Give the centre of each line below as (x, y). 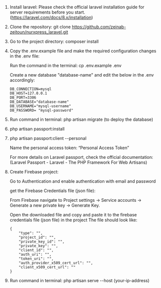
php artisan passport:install (37, 129)
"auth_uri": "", (35, 254)
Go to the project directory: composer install (54, 41)
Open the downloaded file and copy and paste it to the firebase (73, 215)
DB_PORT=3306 (23, 97)
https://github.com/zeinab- (99, 27)
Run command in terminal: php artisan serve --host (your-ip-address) (80, 280)
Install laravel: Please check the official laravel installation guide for (77, 7)
